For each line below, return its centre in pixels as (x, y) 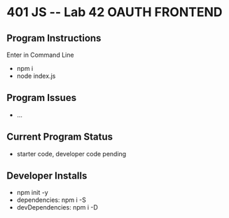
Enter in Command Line (40, 55)
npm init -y (32, 193)
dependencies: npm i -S (51, 200)
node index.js (36, 76)
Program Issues (42, 98)
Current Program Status (60, 137)
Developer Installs (47, 176)
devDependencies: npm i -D (57, 207)
